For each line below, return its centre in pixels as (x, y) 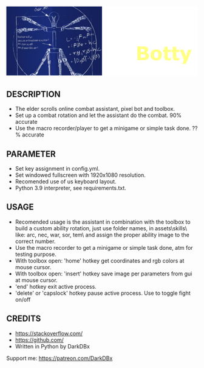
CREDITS (24, 319)
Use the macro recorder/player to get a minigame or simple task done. (103, 129)
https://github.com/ (39, 340)
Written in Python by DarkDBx (52, 346)
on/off (23, 299)
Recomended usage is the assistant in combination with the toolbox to (103, 222)
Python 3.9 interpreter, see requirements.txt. (70, 188)
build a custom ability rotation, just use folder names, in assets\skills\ (101, 228)
